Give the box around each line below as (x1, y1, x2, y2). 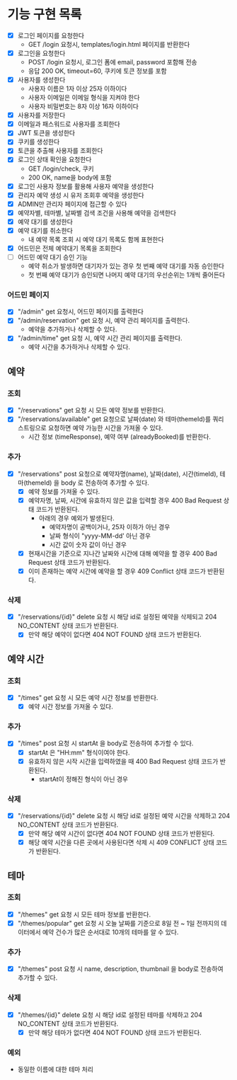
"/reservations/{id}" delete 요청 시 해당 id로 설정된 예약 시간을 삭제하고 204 (17, 811, 231, 820)
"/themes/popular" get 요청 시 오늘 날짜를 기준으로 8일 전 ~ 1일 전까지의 (17, 919, 220, 927)
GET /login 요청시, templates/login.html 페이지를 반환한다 (28, 40, 190, 48)
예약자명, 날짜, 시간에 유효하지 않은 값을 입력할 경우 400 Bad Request (28, 496, 222, 505)
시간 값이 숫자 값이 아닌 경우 (49, 540, 127, 548)
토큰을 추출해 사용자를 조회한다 (17, 147, 103, 155)
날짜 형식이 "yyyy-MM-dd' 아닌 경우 (49, 532, 151, 540)
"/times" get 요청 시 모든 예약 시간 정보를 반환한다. (17, 694, 158, 702)
